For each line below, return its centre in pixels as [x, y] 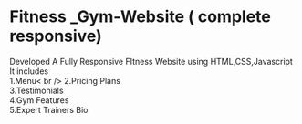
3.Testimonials [36, 90]
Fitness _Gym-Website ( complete [140, 17]
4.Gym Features [39, 100]
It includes [29, 71]
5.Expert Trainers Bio [49, 109]
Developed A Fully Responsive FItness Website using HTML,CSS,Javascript [151, 61]
